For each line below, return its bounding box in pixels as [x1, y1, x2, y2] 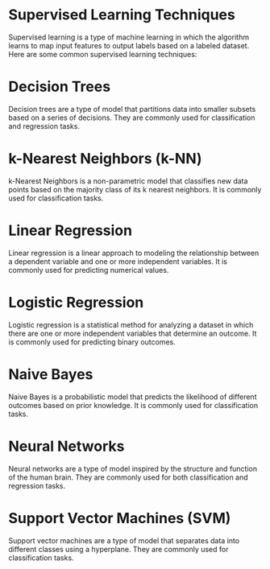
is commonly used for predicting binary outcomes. [8, 336, 176, 347]
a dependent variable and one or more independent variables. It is [8, 256, 228, 266]
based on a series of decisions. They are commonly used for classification [8, 113, 255, 122]
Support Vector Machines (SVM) [8, 509, 231, 527]
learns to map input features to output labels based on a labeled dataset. [8, 40, 250, 50]
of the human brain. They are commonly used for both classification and [8, 472, 248, 482]
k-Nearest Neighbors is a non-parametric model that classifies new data [8, 175, 248, 186]
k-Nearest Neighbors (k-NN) [8, 150, 203, 168]
